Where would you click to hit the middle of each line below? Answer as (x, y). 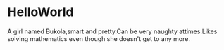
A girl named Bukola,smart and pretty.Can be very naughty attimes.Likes (112, 31)
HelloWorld (41, 12)
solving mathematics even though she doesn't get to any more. (99, 38)
